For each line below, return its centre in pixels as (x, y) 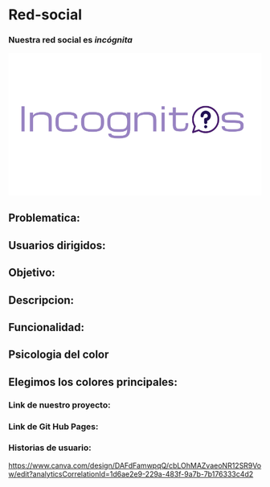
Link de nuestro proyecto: (59, 405)
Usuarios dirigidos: (57, 246)
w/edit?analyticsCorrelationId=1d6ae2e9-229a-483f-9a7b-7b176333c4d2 (131, 474)
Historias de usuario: (50, 448)
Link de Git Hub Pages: (53, 426)
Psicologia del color (59, 355)
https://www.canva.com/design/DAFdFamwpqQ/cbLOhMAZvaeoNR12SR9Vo (135, 465)
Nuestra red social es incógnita (70, 40)
